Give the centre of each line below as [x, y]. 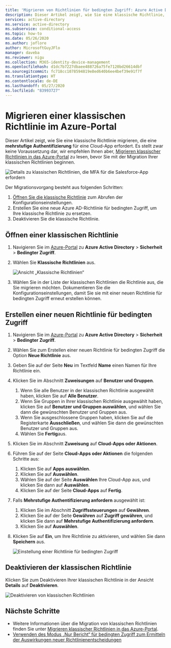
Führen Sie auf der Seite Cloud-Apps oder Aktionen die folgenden [83, 453]
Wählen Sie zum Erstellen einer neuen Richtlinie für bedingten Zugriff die [89, 350]
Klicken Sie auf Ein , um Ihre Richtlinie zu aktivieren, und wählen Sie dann [89, 536]
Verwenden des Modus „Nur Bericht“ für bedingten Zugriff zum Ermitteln [89, 634]
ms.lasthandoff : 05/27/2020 [35, 86]
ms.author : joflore [26, 43]
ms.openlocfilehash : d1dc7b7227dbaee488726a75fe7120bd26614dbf [74, 67]
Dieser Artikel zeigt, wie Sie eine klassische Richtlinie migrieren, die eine [81, 141]
